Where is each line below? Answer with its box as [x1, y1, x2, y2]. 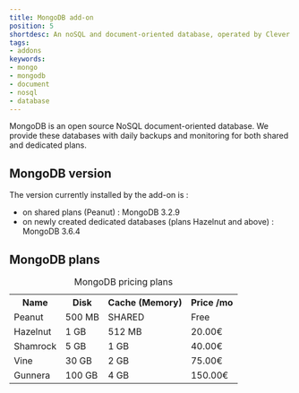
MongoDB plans [9, 252, 100, 267]
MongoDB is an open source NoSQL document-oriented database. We [9, 121, 269, 132]
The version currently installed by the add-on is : [9, 190, 189, 201]
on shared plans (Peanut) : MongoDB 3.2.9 [21, 207, 181, 218]
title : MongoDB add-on [9, 13, 94, 22]
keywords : [9, 55, 47, 64]
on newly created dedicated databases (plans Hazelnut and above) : [21, 217, 275, 227]
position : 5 [9, 21, 54, 30]
